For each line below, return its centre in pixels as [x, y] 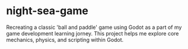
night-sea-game [47, 11]
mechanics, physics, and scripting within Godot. [65, 40]
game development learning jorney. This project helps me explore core [93, 33]
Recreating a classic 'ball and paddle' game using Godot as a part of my [94, 27]
